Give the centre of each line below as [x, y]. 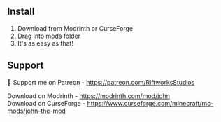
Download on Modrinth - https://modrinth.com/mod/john [88, 96]
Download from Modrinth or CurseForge [75, 28]
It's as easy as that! [45, 43]
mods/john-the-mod [37, 111]
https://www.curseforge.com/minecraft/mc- [150, 103]
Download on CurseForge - [47, 103]
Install [21, 12]
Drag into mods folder [49, 36]
